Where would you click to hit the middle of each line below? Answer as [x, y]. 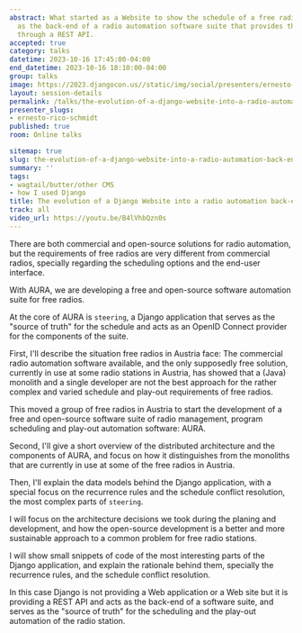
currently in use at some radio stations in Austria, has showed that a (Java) [148, 372]
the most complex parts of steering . [76, 502]
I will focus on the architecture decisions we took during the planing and [143, 519]
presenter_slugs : [42, 110]
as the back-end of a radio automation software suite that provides [150, 26]
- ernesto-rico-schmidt [54, 118]
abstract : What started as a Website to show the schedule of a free [142, 18]
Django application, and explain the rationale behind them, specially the [142, 565]
